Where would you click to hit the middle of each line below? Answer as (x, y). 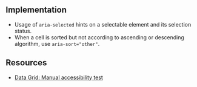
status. (23, 31)
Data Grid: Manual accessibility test (59, 77)
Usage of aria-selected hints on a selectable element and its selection (103, 24)
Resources (26, 63)
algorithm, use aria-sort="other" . (57, 43)
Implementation (36, 10)
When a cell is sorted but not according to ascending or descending (99, 37)
